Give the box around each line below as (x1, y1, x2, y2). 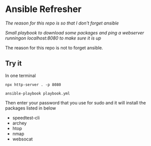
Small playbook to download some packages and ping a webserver (5, 29, 145, 35)
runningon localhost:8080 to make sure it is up (5, 35, 101, 41)
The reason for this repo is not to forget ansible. (5, 44, 103, 50)
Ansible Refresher (5, 3, 82, 15)
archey (12, 120, 27, 126)
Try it (5, 59, 22, 68)
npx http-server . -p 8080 (5, 82, 61, 87)
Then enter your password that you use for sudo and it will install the (5, 99, 146, 105)
